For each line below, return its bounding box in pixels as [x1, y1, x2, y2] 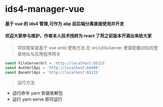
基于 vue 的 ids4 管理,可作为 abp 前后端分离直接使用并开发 [5, 21, 124, 27]
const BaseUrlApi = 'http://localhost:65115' [5, 70, 100, 75]
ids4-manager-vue [5, 3, 85, 15]
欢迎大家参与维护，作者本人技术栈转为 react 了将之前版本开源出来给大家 [5, 33, 152, 39]
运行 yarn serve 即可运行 [12, 96, 63, 102]
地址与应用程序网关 [21, 51, 61, 57]
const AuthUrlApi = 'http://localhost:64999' [5, 65, 100, 70]
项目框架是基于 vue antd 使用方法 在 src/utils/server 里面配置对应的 [17, 44, 154, 50]
